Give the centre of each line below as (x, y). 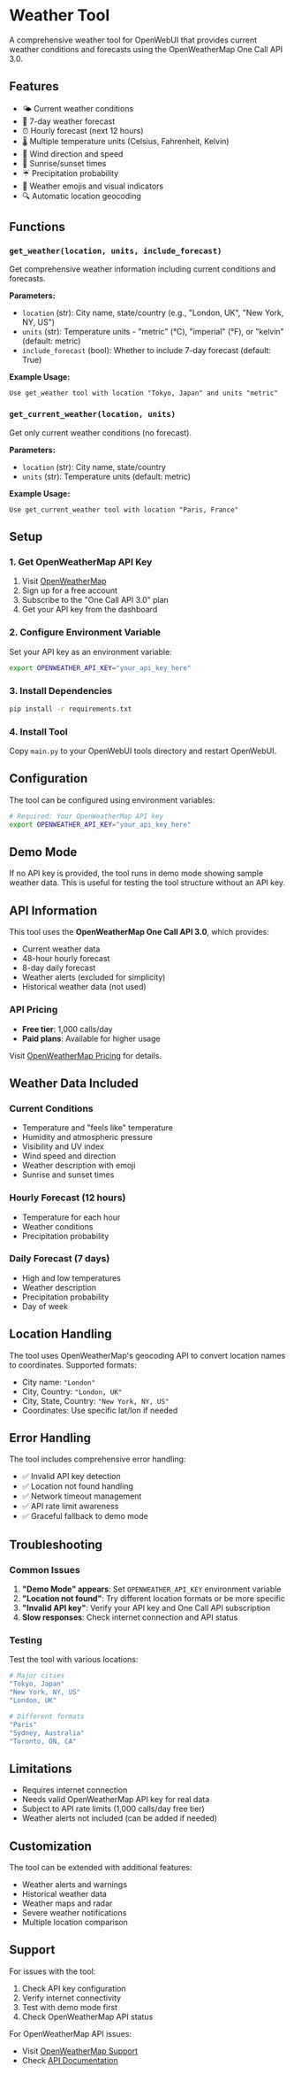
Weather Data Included (74, 1083)
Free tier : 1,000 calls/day (67, 1029)
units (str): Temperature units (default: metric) (106, 476)
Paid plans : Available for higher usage (91, 1038)
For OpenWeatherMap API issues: (71, 2033)
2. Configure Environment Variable (85, 632)
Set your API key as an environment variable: (90, 651)
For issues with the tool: (53, 1971)
